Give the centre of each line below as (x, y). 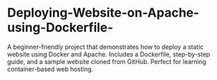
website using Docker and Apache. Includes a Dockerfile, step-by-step (109, 54)
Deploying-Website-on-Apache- (103, 13)
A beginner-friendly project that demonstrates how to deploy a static (105, 47)
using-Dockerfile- (60, 27)
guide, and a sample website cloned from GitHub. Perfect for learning (107, 61)
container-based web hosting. (50, 69)
